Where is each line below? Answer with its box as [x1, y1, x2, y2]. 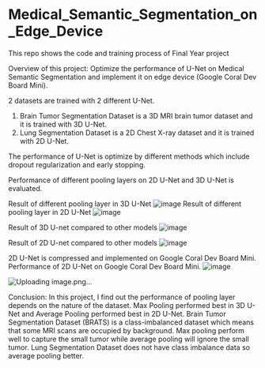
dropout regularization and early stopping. [8, 160, 146, 169]
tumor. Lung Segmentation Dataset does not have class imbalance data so [8, 342, 251, 352]
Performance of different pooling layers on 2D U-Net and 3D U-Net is [8, 175, 235, 185]
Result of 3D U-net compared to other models [8, 223, 158, 232]
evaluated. [8, 183, 43, 193]
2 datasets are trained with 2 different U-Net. [8, 96, 155, 105]
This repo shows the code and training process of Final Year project [8, 48, 229, 58]
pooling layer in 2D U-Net [8, 207, 92, 216]
